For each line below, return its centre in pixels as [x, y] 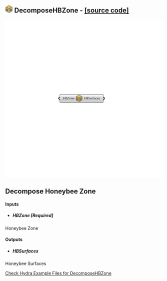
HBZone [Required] [33, 215]
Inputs [12, 204]
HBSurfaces [25, 251]
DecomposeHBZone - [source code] [71, 10]
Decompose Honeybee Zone [50, 191]
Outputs [14, 239]
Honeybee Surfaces [26, 263]
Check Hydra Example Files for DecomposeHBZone [58, 273]
